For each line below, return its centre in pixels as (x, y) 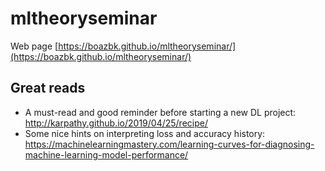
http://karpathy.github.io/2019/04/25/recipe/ (116, 123)
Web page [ (34, 46)
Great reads (48, 88)
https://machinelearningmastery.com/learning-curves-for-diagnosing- (169, 144)
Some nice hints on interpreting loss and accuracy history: (145, 133)
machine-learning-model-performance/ (106, 154)
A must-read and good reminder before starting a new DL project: (160, 112)
